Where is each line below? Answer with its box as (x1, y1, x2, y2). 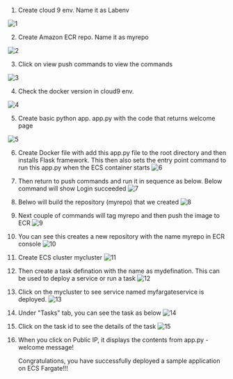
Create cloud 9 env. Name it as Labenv (17, 6, 129, 14)
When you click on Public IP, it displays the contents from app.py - (17, 336, 209, 344)
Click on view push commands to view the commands (17, 60, 173, 68)
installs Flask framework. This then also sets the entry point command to (17, 156, 227, 164)
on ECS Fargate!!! (17, 364, 68, 372)
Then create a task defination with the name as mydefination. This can (17, 267, 220, 275)
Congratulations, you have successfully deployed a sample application (17, 357, 220, 365)
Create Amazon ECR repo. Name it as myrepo (17, 33, 149, 41)
